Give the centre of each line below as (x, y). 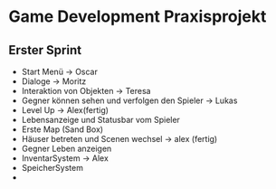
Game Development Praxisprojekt (138, 17)
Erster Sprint (45, 50)
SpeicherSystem (52, 168)
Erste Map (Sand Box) (62, 129)
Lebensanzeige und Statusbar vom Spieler (100, 120)
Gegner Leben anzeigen (67, 148)
